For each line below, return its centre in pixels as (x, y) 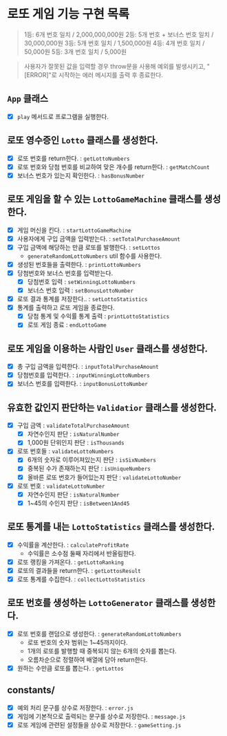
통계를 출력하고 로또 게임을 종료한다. (66, 307)
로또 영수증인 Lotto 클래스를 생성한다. (83, 141)
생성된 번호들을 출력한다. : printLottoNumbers (79, 264)
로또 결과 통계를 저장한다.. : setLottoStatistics (82, 299)
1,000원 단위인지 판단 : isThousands (76, 443)
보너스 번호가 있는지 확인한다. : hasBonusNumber (81, 175)
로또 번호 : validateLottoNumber (61, 486)
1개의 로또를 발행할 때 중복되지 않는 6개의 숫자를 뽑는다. (102, 651)
